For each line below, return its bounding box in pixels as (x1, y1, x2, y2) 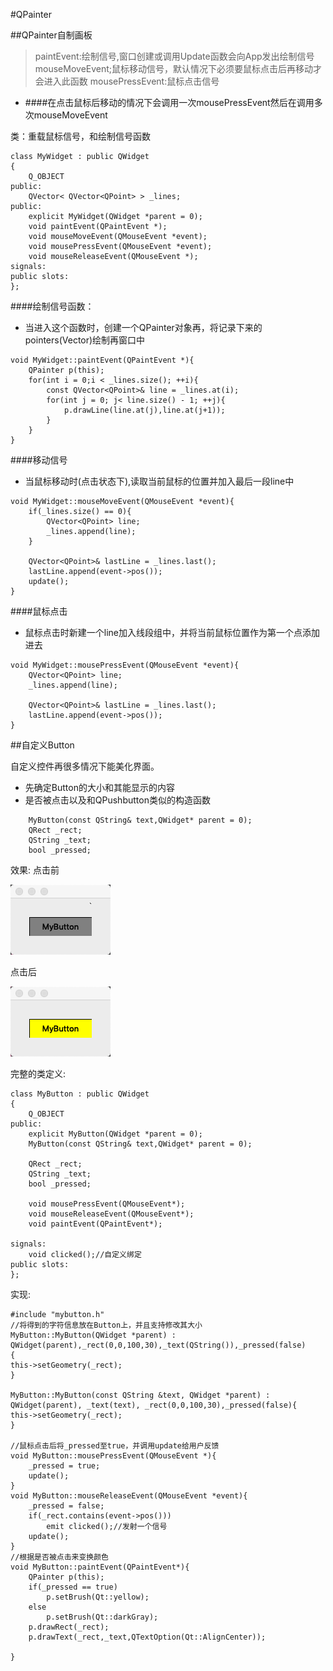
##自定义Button (10, 739, 75, 751)
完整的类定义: (10, 1068, 67, 1079)
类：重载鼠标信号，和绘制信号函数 (10, 130, 151, 142)
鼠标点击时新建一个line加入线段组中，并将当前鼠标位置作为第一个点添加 (24, 627, 321, 638)
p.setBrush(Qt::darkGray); (46, 1612, 159, 1622)
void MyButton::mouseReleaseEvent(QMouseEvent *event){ (10, 1491, 248, 1501)
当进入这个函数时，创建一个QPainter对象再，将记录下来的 (24, 322, 263, 333)
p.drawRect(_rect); (28, 1622, 110, 1632)
